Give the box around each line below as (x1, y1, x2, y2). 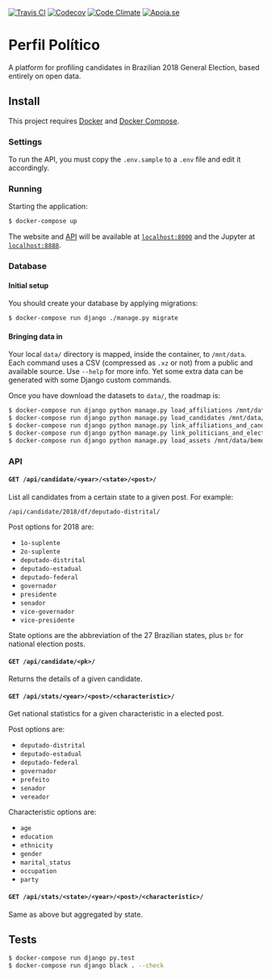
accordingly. (8, 163, 50, 173)
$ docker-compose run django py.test (8, 954, 135, 963)
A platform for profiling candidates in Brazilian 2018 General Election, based (8, 62, 260, 72)
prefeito (19, 776, 50, 784)
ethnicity (19, 842, 54, 850)
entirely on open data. (8, 71, 81, 81)
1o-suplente (19, 539, 60, 547)
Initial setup (8, 280, 49, 290)
